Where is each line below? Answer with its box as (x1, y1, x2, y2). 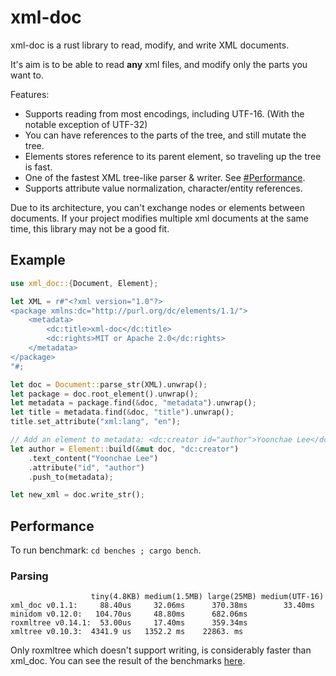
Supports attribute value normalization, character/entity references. (24, 182, 303, 194)
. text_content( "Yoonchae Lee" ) (28, 453, 159, 463)
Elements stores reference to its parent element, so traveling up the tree (24, 150, 322, 162)
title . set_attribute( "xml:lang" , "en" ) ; (10, 417, 182, 427)
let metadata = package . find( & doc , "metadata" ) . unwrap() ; (10, 398, 257, 408)
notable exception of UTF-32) (24, 118, 148, 130)
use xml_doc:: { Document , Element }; (10, 278, 159, 288)
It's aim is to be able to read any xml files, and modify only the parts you (10, 58, 308, 70)
